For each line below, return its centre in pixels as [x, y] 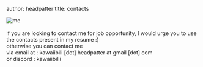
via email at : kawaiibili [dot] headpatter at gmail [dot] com [79, 53]
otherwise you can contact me [45, 46]
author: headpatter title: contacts [48, 9]
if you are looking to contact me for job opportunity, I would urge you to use [102, 33]
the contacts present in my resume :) [53, 40]
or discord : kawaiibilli [34, 59]
